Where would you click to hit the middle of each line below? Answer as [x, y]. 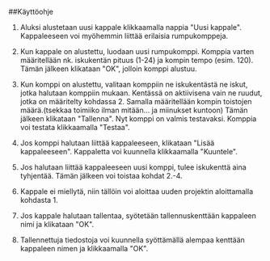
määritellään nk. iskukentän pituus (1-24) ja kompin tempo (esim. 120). [137, 60]
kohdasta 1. [39, 200]
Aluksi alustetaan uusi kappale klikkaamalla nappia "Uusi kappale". [131, 27]
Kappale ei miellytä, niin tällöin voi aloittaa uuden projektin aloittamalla [137, 192]
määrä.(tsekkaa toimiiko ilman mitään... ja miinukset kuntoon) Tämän [134, 110]
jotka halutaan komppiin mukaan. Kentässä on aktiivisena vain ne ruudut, [141, 93]
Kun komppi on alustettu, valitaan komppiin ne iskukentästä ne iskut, [134, 84]
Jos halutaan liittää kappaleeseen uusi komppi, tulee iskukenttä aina [133, 167]
